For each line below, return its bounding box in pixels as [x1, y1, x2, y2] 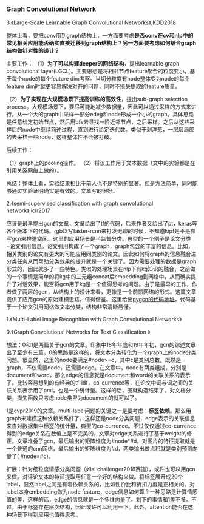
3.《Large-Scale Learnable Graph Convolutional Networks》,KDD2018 [6, 19, 176, 26]
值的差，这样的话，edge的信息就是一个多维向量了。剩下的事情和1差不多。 [6, 496, 192, 503]
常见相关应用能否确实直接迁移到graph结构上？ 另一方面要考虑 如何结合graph [6, 39, 197, 47]
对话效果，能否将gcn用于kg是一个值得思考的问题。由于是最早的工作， [16, 281, 192, 288]
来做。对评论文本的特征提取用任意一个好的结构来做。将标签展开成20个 [6, 473, 183, 480]
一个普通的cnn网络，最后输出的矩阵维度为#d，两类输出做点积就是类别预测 [6, 445, 192, 452]
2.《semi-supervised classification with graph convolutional [6, 200, 154, 207]
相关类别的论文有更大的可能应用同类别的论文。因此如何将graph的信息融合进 [6, 250, 197, 258]
